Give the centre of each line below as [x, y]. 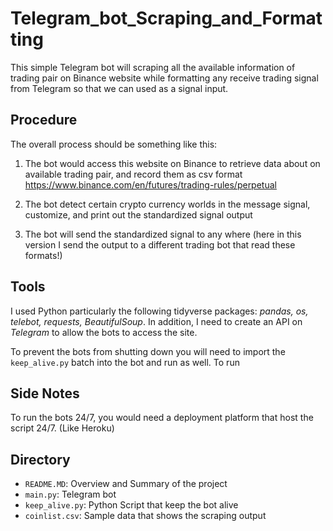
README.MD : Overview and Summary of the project [126, 484]
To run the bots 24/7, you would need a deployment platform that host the [162, 418]
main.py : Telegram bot [70, 494]
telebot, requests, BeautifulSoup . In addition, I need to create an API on [156, 321]
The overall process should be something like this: [114, 144]
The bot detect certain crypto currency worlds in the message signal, [167, 204]
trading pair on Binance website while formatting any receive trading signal [164, 78]
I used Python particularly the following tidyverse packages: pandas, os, [159, 311]
